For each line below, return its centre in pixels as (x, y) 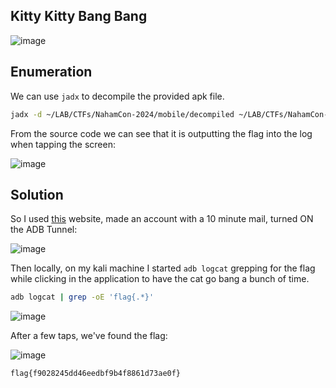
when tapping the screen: (63, 144)
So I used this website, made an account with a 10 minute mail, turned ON (162, 219)
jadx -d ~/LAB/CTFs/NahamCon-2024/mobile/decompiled (122, 114)
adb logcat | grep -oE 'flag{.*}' (82, 297)
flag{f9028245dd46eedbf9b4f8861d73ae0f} (96, 374)
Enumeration (51, 72)
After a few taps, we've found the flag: (89, 336)
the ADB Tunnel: (44, 230)
